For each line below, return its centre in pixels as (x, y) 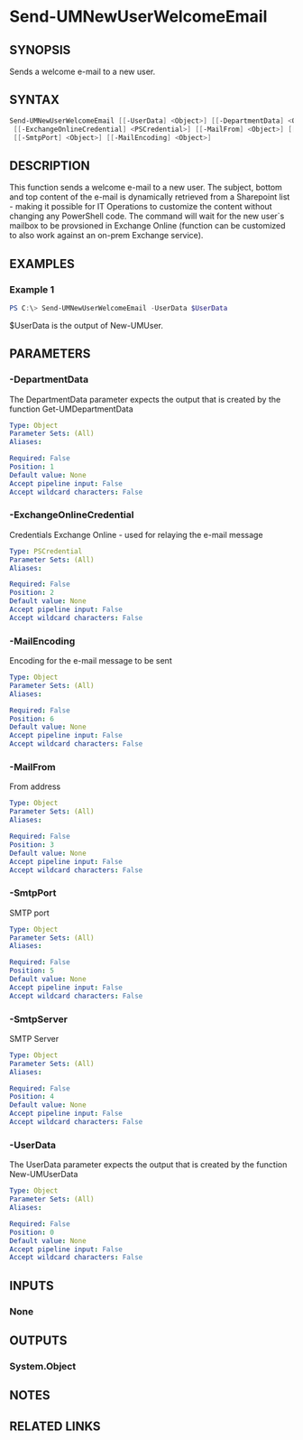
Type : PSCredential (46, 551)
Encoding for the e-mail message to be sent (91, 661)
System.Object (43, 1366)
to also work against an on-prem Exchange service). (106, 236)
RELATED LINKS (55, 1426)
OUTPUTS (38, 1340)
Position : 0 (32, 1232)
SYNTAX (35, 100)
